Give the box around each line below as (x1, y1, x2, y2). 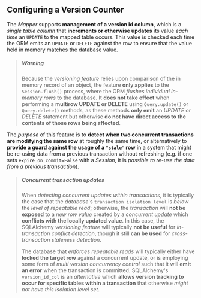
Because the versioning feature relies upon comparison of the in (21, 75, 181, 82)
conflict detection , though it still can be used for (51, 230, 170, 237)
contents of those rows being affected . (21, 119, 121, 126)
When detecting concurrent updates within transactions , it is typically (21, 191, 194, 199)
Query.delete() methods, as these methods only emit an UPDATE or (21, 107, 191, 114)
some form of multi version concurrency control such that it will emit (21, 260, 191, 267)
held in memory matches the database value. (7, 46, 119, 53)
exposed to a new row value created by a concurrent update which (21, 211, 188, 218)
